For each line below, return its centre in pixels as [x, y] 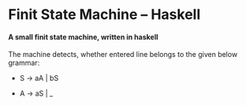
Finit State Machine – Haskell [104, 15]
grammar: [24, 63]
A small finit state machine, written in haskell [83, 36]
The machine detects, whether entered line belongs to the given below [123, 55]
